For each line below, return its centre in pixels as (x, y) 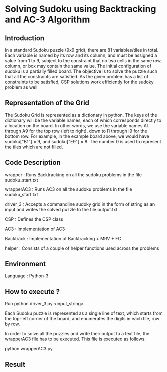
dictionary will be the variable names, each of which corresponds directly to (83, 120)
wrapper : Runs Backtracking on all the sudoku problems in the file (74, 174)
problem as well (21, 87)
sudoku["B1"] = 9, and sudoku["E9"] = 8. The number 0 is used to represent (83, 141)
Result (15, 364)
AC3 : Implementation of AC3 (35, 229)
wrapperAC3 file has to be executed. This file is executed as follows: (76, 339)
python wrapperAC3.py (29, 349)
